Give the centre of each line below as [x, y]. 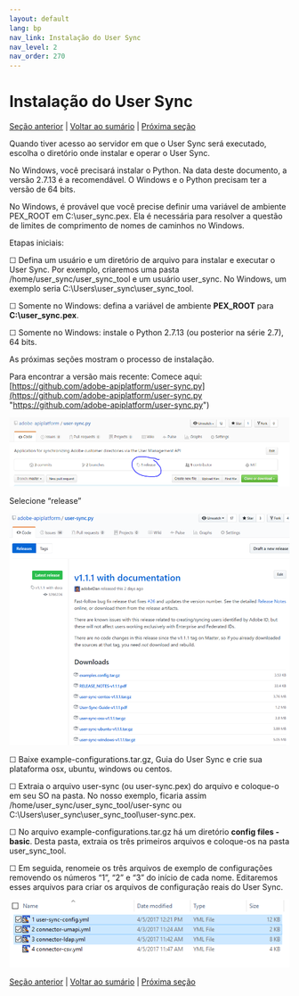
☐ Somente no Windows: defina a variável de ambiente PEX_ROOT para [141, 306]
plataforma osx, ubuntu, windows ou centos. [91, 769]
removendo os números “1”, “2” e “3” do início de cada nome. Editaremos [144, 877]
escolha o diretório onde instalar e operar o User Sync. [110, 153]
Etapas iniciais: [36, 243]
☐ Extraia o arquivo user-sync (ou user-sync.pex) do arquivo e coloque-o [144, 786]
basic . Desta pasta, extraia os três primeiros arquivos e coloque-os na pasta [149, 842]
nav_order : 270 [37, 57]
